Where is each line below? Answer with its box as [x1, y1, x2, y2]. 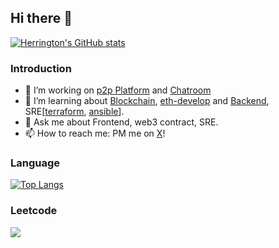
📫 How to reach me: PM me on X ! [24, 127, 166, 140]
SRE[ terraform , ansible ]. [24, 106, 125, 118]
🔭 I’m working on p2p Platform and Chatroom [24, 84, 212, 96]
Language [10, 156, 61, 170]
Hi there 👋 [10, 10, 73, 27]
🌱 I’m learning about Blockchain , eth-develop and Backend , [24, 95, 270, 107]
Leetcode [10, 204, 58, 218]
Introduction [10, 61, 72, 75]
